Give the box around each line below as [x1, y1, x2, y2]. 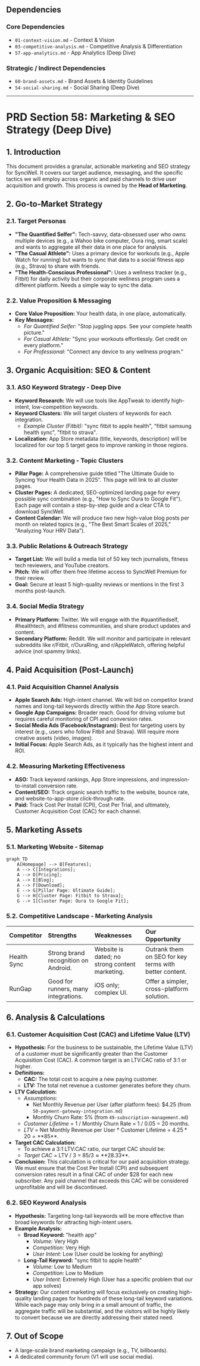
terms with [145, 959, 176, 968]
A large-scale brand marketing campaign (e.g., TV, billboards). [14, 1347, 168, 1354]
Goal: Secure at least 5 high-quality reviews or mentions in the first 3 [14, 581, 185, 588]
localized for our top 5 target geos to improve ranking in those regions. [14, 441, 189, 448]
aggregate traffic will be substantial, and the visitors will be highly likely [14, 1307, 190, 1315]
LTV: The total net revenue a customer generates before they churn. [23, 1082, 192, 1089]
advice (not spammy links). [14, 647, 82, 655]
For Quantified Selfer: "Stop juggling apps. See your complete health [23, 322, 192, 329]
